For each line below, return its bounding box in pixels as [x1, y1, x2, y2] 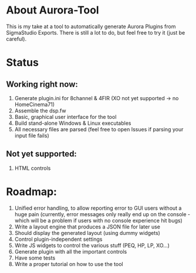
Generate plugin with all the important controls [14, 248, 127, 255]
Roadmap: [6, 185, 58, 198]
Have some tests [14, 254, 56, 261]
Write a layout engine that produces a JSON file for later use [14, 223, 160, 230]
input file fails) [14, 132, 49, 139]
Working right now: [6, 79, 78, 89]
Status [6, 56, 39, 69]
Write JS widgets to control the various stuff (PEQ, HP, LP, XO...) [14, 241, 170, 249]
